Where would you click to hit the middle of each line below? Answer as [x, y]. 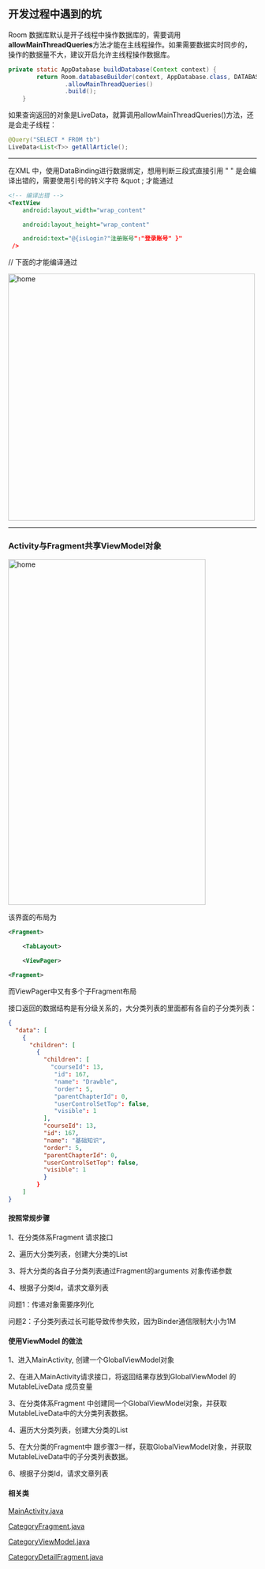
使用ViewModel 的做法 [45, 1341]
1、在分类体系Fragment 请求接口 [61, 1237]
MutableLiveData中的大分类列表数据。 [70, 1413]
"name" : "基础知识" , [75, 1141]
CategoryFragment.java [47, 1526]
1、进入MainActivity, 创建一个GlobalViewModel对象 [91, 1360]
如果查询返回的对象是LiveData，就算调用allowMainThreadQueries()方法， [127, 115]
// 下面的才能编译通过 [43, 262]
